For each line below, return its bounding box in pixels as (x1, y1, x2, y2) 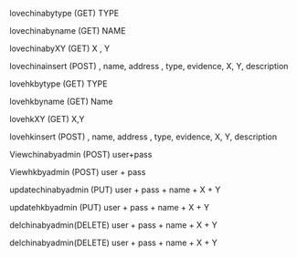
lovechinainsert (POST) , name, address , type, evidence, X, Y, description (9, 61, 289, 71)
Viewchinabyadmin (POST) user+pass (9, 149, 153, 159)
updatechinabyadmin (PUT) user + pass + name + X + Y (9, 184, 221, 195)
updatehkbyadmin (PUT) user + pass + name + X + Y (9, 202, 210, 212)
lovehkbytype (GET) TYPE (9, 78, 108, 89)
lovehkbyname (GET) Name (9, 96, 113, 107)
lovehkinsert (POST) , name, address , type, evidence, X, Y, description (9, 131, 277, 142)
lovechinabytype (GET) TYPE (9, 8, 120, 18)
